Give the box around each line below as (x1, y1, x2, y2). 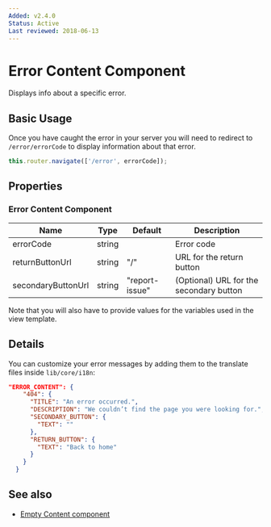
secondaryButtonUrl (12, 279, 90, 291)
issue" (126, 284, 151, 295)
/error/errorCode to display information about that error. (8, 142, 196, 152)
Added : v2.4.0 (8, 11, 56, 20)
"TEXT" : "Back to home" (37, 443, 117, 451)
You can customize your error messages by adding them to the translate (8, 358, 248, 368)
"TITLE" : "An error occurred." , (29, 398, 139, 406)
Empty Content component (19, 509, 110, 519)
